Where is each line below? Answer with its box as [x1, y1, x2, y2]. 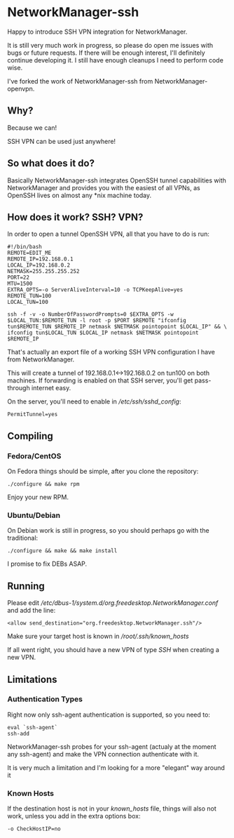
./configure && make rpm [7, 481, 80, 488]
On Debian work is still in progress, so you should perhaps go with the [7, 526, 209, 535]
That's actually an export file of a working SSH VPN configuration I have [7, 348, 215, 357]
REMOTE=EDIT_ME [7, 250, 52, 257]
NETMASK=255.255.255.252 [7, 268, 80, 275]
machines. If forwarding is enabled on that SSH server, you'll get [7, 376, 193, 385]
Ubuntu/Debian [7, 510, 61, 520]
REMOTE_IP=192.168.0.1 [7, 255, 74, 263]
